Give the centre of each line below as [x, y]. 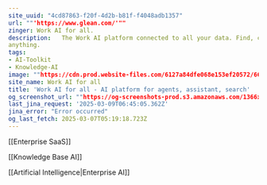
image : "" [25, 75]
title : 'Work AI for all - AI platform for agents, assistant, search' [129, 89]
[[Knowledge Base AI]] [45, 156]
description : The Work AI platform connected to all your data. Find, [131, 38]
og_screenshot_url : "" [46, 97]
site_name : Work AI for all [55, 82]
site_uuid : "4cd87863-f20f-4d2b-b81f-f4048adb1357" [95, 15]
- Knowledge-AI [33, 67]
